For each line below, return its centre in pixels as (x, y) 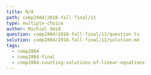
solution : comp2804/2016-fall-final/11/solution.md (73, 40)
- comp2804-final (34, 57)
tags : (13, 46)
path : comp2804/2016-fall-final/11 (51, 18)
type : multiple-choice (35, 23)
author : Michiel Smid (34, 29)
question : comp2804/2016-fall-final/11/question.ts (73, 34)
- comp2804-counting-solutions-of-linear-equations (79, 62)
